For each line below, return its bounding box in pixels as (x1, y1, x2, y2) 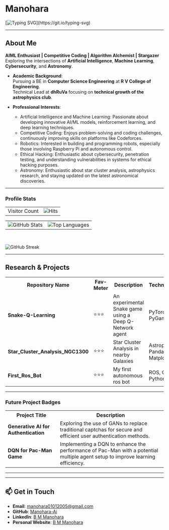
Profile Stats (5, 195, 36, 202)
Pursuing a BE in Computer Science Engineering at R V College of (12, 78, 151, 84)
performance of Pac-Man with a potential (60, 447, 158, 454)
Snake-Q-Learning (8, 312, 55, 319)
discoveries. (20, 178, 46, 184)
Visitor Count (8, 207, 39, 214)
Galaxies (113, 357, 134, 364)
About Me (5, 39, 37, 48)
